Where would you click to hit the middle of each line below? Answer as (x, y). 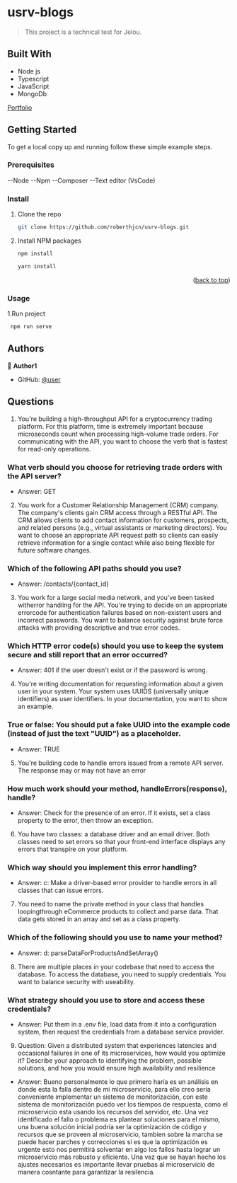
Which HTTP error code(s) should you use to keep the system (116, 646)
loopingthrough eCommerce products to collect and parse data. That (118, 912)
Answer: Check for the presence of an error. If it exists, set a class (114, 813)
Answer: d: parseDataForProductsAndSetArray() (88, 953)
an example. (35, 706)
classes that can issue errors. (60, 890)
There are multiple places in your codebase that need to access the (116, 966)
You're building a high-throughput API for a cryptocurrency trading (115, 419)
